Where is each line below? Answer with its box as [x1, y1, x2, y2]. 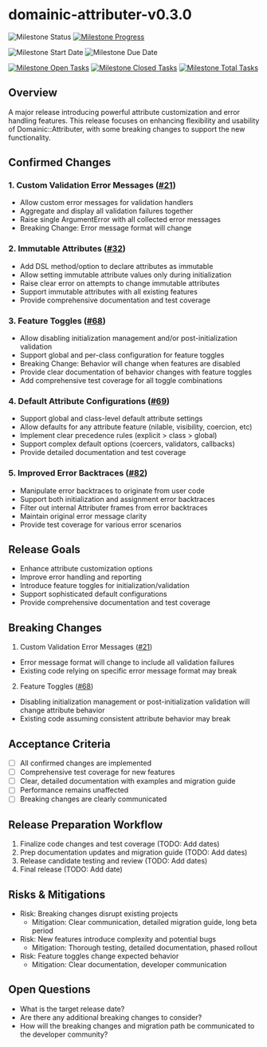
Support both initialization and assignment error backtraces [19, 494, 215, 504]
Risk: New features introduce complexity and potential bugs [19, 934, 217, 943]
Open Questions [8, 983, 91, 997]
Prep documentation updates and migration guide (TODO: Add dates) [19, 847, 248, 857]
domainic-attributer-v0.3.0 [8, 6, 193, 24]
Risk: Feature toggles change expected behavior [19, 951, 179, 961]
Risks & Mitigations [8, 887, 106, 901]
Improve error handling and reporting [19, 572, 142, 582]
